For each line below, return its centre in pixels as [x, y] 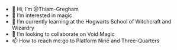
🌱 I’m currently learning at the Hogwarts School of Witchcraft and [91, 21]
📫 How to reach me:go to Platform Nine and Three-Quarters [86, 41]
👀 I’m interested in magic [42, 15]
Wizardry [23, 28]
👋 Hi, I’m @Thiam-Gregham [45, 9]
